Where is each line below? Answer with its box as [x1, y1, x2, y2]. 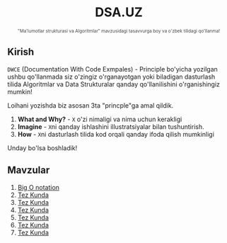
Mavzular [7, 164, 50, 176]
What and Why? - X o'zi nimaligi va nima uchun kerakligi [17, 115, 182, 123]
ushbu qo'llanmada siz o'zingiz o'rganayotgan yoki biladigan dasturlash [7, 72, 216, 81]
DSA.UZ [95, 4, 143, 21]
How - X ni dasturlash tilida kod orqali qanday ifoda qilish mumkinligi [17, 130, 214, 138]
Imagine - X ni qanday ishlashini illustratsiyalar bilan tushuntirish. [17, 122, 205, 131]
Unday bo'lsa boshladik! [7, 143, 78, 152]
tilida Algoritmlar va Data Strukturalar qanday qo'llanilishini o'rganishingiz [7, 79, 221, 89]
